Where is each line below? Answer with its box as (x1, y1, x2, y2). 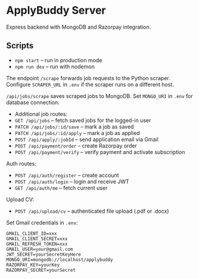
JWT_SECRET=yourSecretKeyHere (6, 252, 82, 257)
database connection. (6, 99, 60, 106)
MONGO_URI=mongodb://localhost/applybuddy (6, 256, 113, 263)
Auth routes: (6, 160, 37, 167)
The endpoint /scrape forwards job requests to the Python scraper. (6, 74, 171, 81)
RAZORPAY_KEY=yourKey (6, 262, 60, 268)
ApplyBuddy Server (6, 4, 106, 17)
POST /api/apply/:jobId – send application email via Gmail (14, 136, 159, 143)
